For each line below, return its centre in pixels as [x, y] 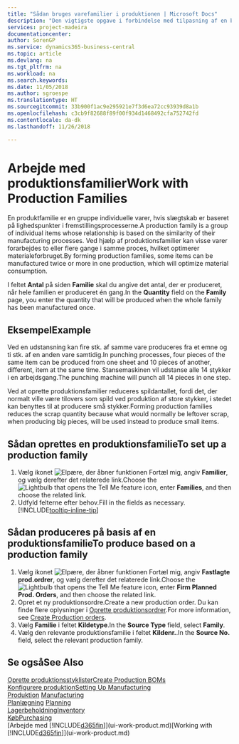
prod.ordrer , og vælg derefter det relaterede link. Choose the [106, 579]
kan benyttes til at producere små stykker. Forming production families [110, 406]
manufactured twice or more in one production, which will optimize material [118, 264]
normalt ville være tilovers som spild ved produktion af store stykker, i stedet [119, 399]
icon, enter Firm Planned [180, 587]
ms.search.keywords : [38, 80]
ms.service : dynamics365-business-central [71, 47]
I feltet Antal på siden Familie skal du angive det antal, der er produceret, [115, 285]
